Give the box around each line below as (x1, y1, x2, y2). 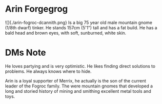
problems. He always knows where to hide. (5, 68, 92, 74)
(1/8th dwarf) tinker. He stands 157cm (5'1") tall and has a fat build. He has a (5, 24, 158, 30)
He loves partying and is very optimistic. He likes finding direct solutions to (5, 63, 156, 69)
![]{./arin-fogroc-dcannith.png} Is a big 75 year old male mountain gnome (5, 20, 153, 25)
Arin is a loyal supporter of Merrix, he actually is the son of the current (5, 78, 146, 83)
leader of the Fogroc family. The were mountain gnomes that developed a (5, 83, 153, 89)
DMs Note (5, 47, 46, 58)
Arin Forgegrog (5, 3, 68, 15)
